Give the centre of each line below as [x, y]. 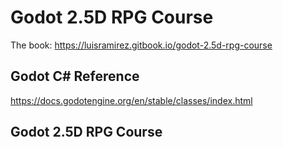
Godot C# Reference [75, 76]
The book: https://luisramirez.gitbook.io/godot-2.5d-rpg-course [141, 45]
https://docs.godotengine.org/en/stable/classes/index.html [131, 100]
